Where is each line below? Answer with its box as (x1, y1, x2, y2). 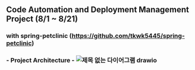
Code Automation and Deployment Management (6, 5, 189, 15)
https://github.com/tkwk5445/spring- (71, 32, 185, 40)
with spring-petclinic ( (6, 32, 73, 40)
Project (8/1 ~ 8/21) (6, 14, 78, 24)
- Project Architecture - (6, 56, 75, 65)
